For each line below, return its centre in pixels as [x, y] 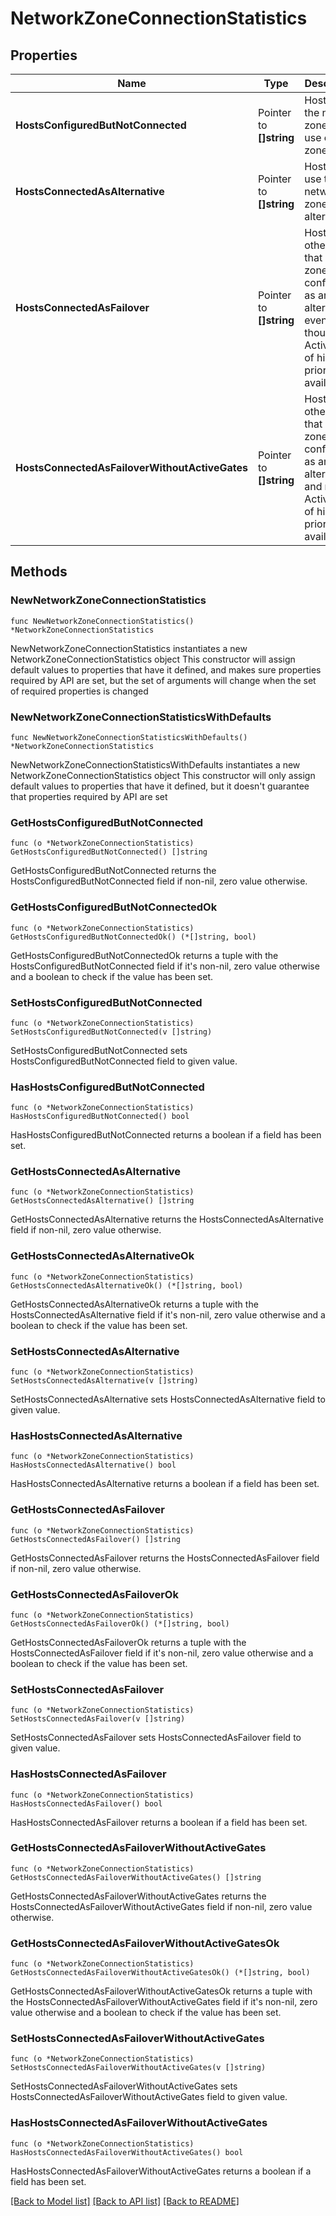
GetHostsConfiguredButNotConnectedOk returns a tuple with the [144, 955]
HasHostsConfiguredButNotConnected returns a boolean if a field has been [166, 1135]
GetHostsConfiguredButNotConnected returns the [113, 871]
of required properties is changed [79, 691]
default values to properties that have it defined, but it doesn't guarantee [160, 786]
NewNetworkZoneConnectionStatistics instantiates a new [129, 648]
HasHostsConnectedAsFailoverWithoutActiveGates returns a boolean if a [161, 2171]
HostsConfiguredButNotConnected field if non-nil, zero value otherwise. [159, 881]
